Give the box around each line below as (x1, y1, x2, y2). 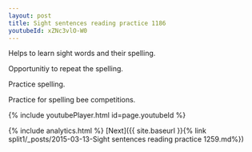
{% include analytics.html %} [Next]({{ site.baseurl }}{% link (8, 126, 206, 136)
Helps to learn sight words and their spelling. (8, 49, 156, 58)
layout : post (8, 11, 52, 20)
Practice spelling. (8, 79, 66, 89)
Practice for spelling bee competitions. (8, 95, 136, 105)
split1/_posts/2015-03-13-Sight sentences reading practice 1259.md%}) (8, 134, 244, 144)
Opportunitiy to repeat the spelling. (8, 64, 124, 74)
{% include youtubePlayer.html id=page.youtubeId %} (8, 110, 186, 120)
